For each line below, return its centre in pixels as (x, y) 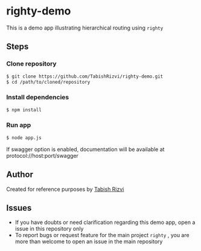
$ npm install (24, 110)
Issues (19, 208)
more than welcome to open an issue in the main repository (89, 241)
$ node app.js (24, 138)
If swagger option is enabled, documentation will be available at (85, 149)
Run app (19, 125)
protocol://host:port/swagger (42, 155)
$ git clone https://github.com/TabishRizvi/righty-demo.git (85, 76)
